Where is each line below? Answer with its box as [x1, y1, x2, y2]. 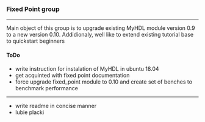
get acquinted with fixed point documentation [15, 71, 130, 79]
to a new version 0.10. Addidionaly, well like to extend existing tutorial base [6, 31, 194, 38]
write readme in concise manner [15, 102, 96, 109]
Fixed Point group [6, 5, 60, 13]
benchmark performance [15, 84, 78, 91]
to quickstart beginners [6, 37, 65, 45]
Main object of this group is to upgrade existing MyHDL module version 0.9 [6, 24, 195, 32]
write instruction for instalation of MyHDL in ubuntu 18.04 [15, 65, 160, 72]
